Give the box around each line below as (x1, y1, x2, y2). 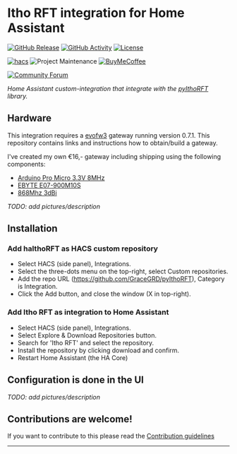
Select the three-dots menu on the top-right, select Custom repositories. (17, 267, 229, 276)
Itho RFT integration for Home (7, 5, 185, 21)
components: (7, 160, 46, 168)
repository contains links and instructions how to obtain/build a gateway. (7, 138, 219, 147)
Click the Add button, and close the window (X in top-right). (17, 289, 192, 298)
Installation (7, 222, 58, 234)
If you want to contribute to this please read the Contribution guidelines (7, 432, 215, 441)
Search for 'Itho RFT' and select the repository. (17, 338, 154, 347)
